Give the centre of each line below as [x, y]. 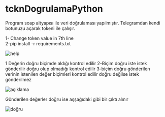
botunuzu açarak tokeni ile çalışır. [40, 28]
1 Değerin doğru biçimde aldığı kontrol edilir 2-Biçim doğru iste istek [76, 63]
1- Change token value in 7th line [39, 38]
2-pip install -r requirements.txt [38, 43]
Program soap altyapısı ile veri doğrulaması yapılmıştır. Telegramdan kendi [83, 23]
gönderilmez [19, 79]
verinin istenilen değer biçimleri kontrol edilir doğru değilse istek [72, 74]
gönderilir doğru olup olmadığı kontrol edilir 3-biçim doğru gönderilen [78, 69]
